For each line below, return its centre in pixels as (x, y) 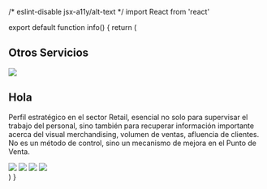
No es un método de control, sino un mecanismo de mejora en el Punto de (133, 143)
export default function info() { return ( (73, 27)
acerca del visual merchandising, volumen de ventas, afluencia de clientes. (134, 134)
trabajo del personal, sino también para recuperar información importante (131, 126)
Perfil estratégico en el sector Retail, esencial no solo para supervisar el (128, 117)
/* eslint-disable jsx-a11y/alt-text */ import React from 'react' (109, 12)
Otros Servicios (49, 53)
